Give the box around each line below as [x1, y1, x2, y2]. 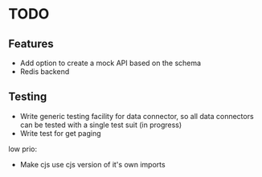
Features [8, 37, 54, 51]
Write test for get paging [19, 128, 102, 138]
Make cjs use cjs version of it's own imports [19, 159, 166, 169]
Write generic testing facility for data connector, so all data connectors [19, 111, 255, 121]
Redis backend [19, 67, 70, 76]
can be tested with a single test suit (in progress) [19, 120, 182, 130]
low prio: [8, 144, 38, 154]
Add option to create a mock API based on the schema [19, 58, 202, 68]
